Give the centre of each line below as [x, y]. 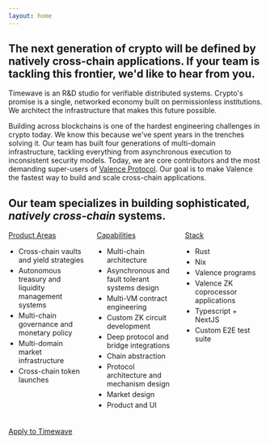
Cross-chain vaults [50, 252]
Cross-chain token [50, 371]
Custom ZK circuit [137, 318]
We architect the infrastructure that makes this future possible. [112, 111]
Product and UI [132, 405]
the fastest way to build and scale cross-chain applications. [108, 178]
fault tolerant [128, 279]
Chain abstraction [136, 356]
